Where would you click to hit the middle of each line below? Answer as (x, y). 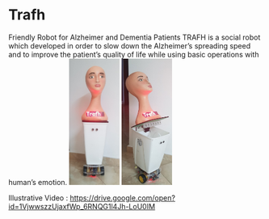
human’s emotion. (38, 182)
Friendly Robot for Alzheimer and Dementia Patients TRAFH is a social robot (134, 37)
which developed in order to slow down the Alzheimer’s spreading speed (130, 45)
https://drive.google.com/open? (123, 198)
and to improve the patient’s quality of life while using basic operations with (134, 54)
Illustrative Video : (38, 198)
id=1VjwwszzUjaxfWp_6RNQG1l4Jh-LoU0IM (82, 206)
